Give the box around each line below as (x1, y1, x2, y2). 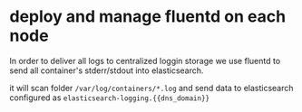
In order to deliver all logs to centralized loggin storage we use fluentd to (9, 55, 281, 66)
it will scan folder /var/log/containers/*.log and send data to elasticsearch (9, 82, 294, 93)
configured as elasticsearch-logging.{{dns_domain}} (9, 92, 210, 103)
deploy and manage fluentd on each (9, 6, 287, 27)
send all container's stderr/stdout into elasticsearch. (9, 65, 204, 76)
